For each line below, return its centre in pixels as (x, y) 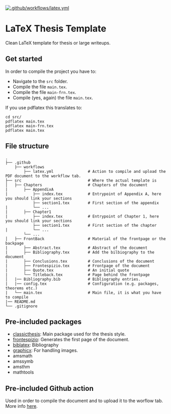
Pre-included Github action (49, 388)
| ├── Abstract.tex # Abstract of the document (76, 248)
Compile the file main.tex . (40, 87)
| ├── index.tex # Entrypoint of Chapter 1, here (82, 216)
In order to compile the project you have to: (51, 71)
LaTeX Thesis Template (56, 29)
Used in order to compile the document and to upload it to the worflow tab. (84, 401)
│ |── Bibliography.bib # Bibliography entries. (73, 279)
